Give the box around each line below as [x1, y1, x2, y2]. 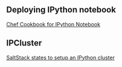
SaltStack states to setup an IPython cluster [6, 54, 115, 61]
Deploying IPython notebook [6, 5, 117, 15]
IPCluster [6, 38, 42, 48]
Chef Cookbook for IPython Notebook [6, 20, 101, 28]
